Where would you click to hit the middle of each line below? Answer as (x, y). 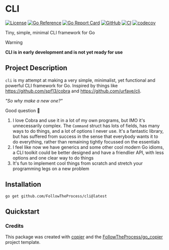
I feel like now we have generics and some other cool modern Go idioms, (88, 147)
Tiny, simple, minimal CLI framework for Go (50, 32)
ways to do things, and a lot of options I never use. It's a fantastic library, (88, 131)
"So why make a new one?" (34, 101)
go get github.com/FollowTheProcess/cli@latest (56, 196)
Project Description (36, 68)
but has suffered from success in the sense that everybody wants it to (85, 136)
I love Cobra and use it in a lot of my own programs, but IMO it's (79, 120)
